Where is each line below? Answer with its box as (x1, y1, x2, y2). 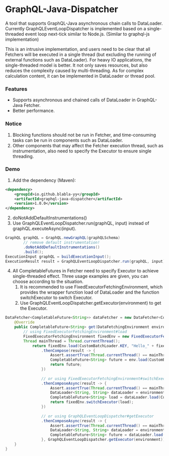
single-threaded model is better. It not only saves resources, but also (5, 62, 148, 68)
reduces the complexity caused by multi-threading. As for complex (5, 67, 144, 74)
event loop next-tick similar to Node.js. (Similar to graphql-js (25, 31, 150, 37)
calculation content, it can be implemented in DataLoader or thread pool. (5, 73, 156, 79)
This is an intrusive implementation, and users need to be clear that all (5, 46, 150, 52)
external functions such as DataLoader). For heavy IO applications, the (5, 56, 152, 63)
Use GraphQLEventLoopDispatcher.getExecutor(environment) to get (20, 300, 161, 306)
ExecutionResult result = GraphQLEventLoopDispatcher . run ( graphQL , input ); (5, 259, 167, 264)
